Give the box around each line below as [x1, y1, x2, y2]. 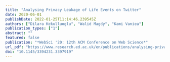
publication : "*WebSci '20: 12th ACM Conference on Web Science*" [5, 40, 148, 45]
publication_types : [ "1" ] [5, 26, 60, 31]
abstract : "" [5, 30, 33, 35]
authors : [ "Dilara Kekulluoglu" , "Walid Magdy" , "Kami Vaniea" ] [5, 21, 144, 26]
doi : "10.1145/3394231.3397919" [5, 49, 73, 54]
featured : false [5, 35, 39, 40]
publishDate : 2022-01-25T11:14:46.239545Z [5, 16, 96, 21]
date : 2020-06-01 [5, 12, 42, 17]
